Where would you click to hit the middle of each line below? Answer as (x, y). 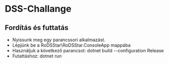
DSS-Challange (38, 9)
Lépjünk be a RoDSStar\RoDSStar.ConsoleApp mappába (71, 45)
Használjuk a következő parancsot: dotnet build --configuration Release (88, 51)
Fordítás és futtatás (37, 28)
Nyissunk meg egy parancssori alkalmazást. (59, 40)
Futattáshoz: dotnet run (37, 56)
